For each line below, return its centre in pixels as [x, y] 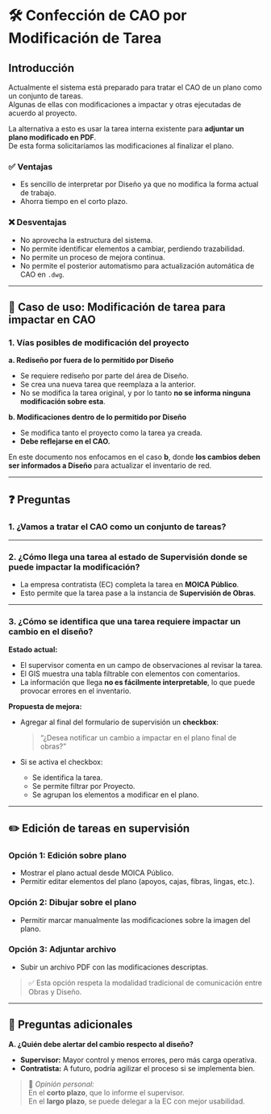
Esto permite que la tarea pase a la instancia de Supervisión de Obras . [138, 593]
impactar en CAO [52, 319]
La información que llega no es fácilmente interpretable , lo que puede [138, 682]
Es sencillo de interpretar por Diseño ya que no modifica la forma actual [139, 184]
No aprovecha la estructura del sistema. [86, 240]
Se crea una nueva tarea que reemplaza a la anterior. [108, 385]
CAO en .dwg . [42, 274]
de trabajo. [38, 193]
